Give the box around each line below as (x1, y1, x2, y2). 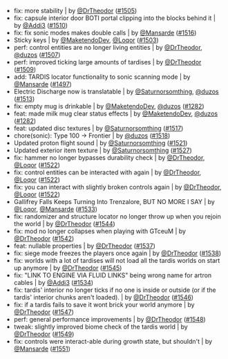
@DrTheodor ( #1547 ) (13, 308, 75, 316)
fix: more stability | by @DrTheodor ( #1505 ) (13, 7, 137, 15)
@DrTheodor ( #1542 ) (13, 234, 75, 242)
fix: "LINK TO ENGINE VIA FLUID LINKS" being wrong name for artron (13, 271, 212, 279)
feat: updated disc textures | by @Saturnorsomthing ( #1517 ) (13, 125, 184, 132)
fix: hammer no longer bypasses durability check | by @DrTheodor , (13, 154, 205, 162)
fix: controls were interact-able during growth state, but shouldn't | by (13, 338, 213, 345)
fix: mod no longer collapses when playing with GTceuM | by (13, 227, 187, 235)
